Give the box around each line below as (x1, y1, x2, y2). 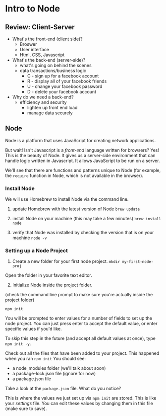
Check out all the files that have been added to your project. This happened (5, 350, 160, 356)
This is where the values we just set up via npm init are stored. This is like (5, 395, 157, 401)
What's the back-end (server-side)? (12, 57, 86, 63)
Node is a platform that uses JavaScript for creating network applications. (5, 137, 156, 143)
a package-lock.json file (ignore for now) (12, 371, 96, 377)
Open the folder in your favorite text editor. (5, 272, 93, 278)
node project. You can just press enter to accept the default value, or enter (5, 321, 158, 327)
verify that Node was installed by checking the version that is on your (12, 230, 154, 236)
